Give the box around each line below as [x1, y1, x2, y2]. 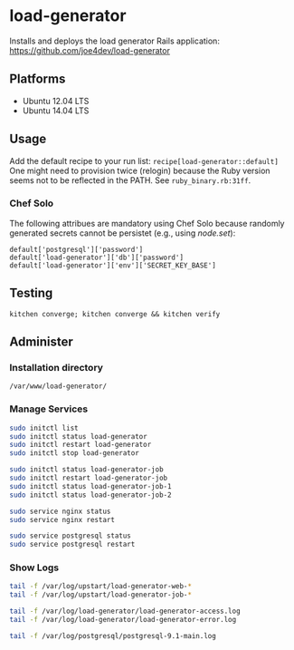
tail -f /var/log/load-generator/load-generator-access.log [9, 606, 242, 616]
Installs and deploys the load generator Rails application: [9, 35, 220, 46]
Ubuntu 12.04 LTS [22, 95, 90, 106]
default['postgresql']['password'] [9, 245, 144, 254]
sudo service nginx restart [9, 515, 116, 524]
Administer [9, 335, 74, 350]
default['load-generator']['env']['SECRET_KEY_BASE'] [9, 260, 217, 270]
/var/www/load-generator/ [9, 382, 107, 391]
